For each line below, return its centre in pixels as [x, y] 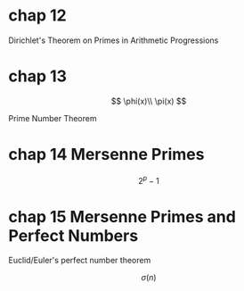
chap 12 [38, 16]
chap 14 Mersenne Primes [106, 155]
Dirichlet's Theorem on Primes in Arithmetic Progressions [114, 40]
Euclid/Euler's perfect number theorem [80, 261]
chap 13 [38, 76]
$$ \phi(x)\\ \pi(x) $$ [149, 101]
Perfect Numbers [73, 235]
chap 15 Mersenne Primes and [122, 216]
